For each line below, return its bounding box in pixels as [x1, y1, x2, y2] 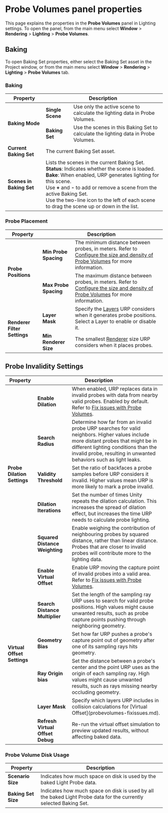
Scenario [7, 772, 30, 779]
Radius [37, 440, 54, 447]
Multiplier [37, 613, 61, 620]
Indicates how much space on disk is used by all [40, 787, 154, 794]
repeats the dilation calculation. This [71, 498, 157, 505]
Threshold [37, 476, 62, 483]
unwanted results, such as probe [71, 609, 149, 616]
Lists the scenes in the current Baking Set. [45, 159, 145, 166]
